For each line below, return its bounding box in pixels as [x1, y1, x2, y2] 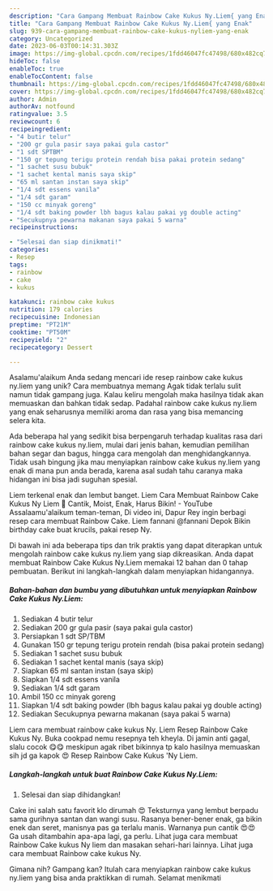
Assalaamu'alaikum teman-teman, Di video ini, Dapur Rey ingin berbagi [9, 508, 246, 517]
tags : [9, 261, 28, 269]
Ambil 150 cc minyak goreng [20, 692, 116, 702]
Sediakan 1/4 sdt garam [20, 683, 100, 693]
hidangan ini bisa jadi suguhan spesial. [9, 474, 139, 484]
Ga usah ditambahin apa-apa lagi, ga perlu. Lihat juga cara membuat [9, 832, 238, 841]
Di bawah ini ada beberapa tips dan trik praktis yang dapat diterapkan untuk [9, 541, 262, 551]
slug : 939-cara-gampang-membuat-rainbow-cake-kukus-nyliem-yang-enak [9, 27, 250, 35]
